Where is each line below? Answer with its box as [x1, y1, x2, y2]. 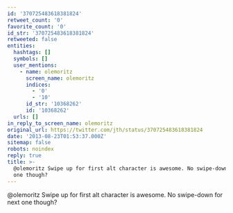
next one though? [7, 198, 58, 206]
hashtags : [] [13, 49, 51, 56]
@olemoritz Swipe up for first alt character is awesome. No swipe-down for [7, 190, 223, 198]
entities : [7, 42, 36, 49]
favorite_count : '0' [7, 23, 67, 30]
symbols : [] [13, 56, 49, 62]
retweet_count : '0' [7, 17, 64, 24]
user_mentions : [13, 62, 58, 69]
